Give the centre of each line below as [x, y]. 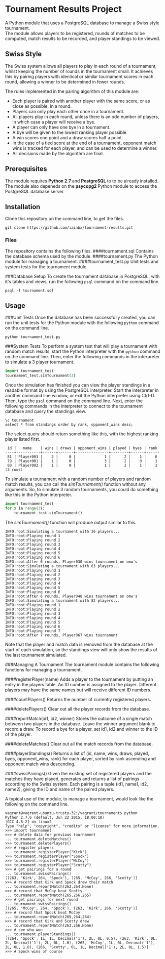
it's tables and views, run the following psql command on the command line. [82, 281]
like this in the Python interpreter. [39, 495]
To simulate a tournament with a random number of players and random [78, 479]
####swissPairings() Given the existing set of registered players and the [78, 773]
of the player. [18, 734]
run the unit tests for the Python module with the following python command [82, 323]
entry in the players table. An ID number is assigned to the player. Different [81, 684]
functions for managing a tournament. [44, 669]
